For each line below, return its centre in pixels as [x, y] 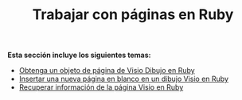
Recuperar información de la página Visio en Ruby [101, 87]
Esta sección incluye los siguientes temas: [79, 55]
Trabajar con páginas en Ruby [133, 15]
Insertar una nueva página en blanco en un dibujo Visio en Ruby [123, 79]
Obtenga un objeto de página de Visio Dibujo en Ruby [107, 71]
